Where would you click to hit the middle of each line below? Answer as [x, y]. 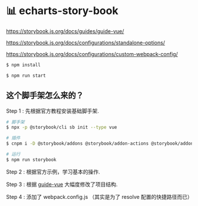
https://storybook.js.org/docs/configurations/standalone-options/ [86, 42]
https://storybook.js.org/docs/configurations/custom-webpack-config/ [92, 54]
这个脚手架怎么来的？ [45, 95]
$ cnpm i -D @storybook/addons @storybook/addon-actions [77, 144]
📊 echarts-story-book [62, 11]
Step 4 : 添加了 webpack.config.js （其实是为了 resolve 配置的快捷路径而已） [99, 197]
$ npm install [24, 65]
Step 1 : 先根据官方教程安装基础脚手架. [52, 111]
